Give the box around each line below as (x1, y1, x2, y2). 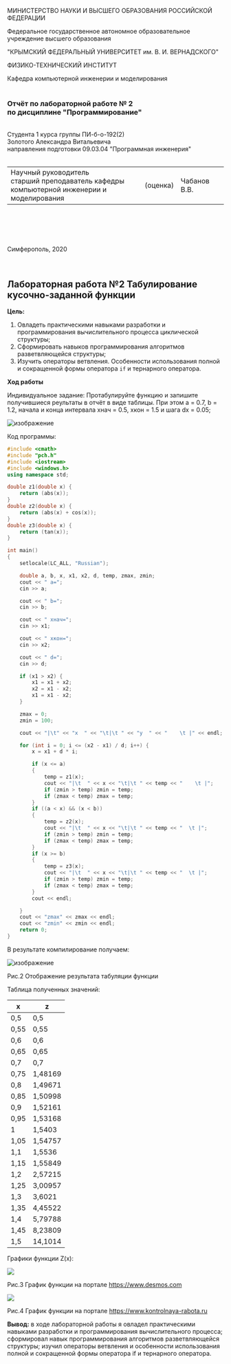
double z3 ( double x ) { (7, 522, 72, 529)
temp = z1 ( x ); (43, 773, 85, 780)
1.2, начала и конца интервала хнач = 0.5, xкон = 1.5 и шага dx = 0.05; (7, 406, 211, 414)
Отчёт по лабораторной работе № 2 (7, 98, 133, 108)
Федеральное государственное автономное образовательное (7, 27, 190, 35)
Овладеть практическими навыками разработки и (16, 320, 166, 329)
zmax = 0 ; (19, 710, 48, 718)
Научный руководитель (10, 168, 89, 177)
